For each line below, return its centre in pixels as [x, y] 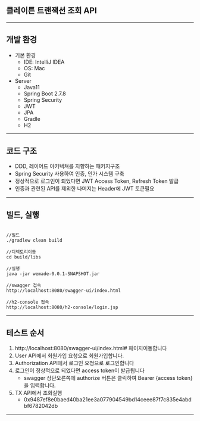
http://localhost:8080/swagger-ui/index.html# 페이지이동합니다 [91, 348]
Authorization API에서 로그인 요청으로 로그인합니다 [74, 363]
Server [23, 81]
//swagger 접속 [24, 286]
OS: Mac [34, 68]
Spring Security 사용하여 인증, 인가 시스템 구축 [70, 174]
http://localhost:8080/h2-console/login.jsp [62, 308]
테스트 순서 [25, 333]
